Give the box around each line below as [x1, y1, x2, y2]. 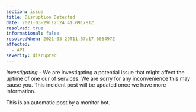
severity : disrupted [6, 52, 57, 58]
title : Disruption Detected [6, 14, 76, 20]
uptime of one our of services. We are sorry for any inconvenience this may [6, 75, 191, 82]
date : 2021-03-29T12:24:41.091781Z [6, 19, 94, 25]
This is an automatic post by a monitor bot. [6, 98, 111, 106]
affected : [6, 42, 31, 48]
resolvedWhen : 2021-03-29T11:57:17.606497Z [6, 36, 115, 42]
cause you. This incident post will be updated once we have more [6, 81, 166, 88]
